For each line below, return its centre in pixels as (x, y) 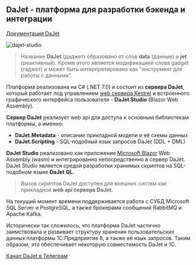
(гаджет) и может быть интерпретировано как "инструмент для (101, 69)
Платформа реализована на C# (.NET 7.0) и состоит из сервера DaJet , (95, 87)
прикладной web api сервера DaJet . (67, 190)
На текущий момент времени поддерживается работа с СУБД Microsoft (98, 201)
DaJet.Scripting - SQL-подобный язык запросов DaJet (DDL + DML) (100, 141)
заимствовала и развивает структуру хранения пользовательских (90, 232)
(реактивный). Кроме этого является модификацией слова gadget (105, 62)
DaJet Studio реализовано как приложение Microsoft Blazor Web (88, 153)
